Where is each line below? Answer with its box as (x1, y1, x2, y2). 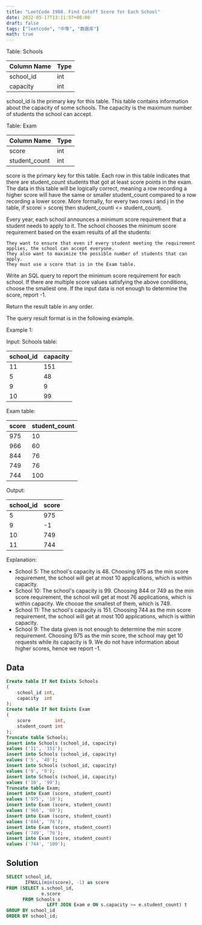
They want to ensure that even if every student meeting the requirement (6, 240, 196, 246)
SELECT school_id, (6, 874, 52, 880)
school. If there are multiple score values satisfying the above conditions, (6, 278, 188, 286)
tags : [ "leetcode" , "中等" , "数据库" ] (6, 25, 99, 32)
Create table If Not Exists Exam (6, 706, 90, 712)
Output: (6, 487, 25, 494)
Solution (6, 858, 39, 868)
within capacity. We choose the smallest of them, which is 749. (14, 600, 172, 607)
